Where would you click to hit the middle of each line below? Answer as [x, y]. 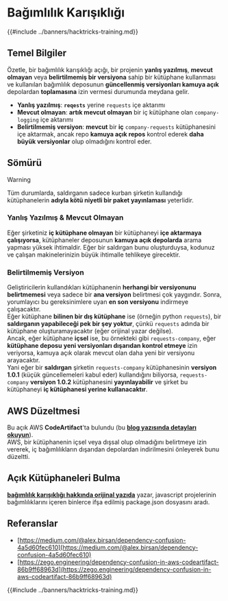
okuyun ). [20, 434]
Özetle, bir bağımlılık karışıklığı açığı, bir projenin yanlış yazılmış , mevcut [110, 69]
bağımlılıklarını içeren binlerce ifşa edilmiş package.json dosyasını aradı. [109, 502]
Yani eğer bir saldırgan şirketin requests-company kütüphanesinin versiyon [112, 368]
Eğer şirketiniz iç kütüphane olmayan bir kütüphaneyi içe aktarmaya [104, 233]
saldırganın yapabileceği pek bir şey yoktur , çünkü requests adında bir [108, 324]
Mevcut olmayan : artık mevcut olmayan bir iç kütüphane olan [105, 112]
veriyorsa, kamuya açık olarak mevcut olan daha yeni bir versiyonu [101, 353]
